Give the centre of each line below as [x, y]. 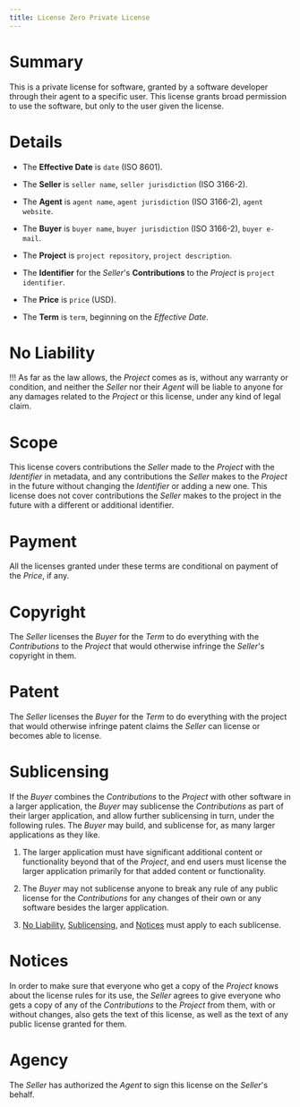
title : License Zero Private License [80, 17]
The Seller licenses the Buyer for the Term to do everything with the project [148, 717]
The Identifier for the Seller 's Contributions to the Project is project [149, 272]
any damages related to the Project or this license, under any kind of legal [145, 397]
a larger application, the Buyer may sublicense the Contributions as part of [146, 806]
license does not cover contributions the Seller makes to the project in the [146, 496]
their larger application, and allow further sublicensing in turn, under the [142, 816]
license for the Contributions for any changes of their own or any [141, 898]
